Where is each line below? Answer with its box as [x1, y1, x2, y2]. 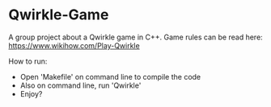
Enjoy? [19, 88, 43, 98]
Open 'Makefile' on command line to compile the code [19, 72, 201, 81]
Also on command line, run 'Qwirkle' [19, 80, 142, 90]
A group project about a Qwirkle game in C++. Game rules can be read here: [8, 32, 263, 42]
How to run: [8, 56, 48, 66]
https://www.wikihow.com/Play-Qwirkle [8, 40, 140, 50]
